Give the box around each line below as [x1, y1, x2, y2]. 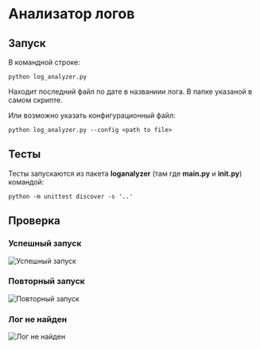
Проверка [8, 214, 61, 227]
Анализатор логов [8, 5, 135, 23]
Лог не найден [8, 313, 68, 324]
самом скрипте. [8, 95, 64, 104]
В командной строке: [8, 57, 81, 67]
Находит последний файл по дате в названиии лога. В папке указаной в [8, 87, 253, 96]
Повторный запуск [8, 276, 85, 287]
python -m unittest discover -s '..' [8, 192, 134, 200]
